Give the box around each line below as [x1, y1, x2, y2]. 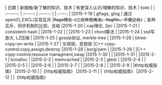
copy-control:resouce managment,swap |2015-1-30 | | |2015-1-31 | [5, 52, 138, 57]
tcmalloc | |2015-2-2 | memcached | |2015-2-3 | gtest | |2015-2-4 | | [10, 57, 146, 62]
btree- [135, 35, 148, 41]
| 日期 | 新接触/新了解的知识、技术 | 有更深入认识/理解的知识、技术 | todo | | [5, 5, 155, 10]
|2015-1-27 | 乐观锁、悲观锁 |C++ [37, 41, 104, 46]
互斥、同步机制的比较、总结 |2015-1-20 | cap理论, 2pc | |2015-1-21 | [5, 23, 140, 28]
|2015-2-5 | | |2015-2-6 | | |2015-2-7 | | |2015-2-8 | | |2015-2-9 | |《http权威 [5, 62, 153, 68]
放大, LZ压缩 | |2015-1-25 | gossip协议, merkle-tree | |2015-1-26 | [5, 35, 134, 41]
